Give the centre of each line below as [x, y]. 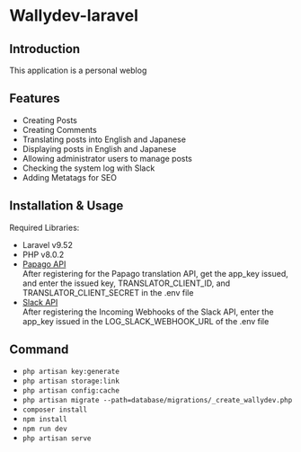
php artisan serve [57, 439]
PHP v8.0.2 [43, 254]
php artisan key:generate [71, 372]
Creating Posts [50, 120]
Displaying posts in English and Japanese [99, 148]
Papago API [44, 264]
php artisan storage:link [71, 381]
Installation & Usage [66, 206]
